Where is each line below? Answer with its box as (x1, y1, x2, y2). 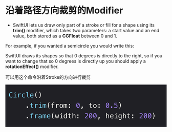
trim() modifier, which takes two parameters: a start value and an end (12, 27, 160, 33)
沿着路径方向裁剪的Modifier (5, 5, 123, 16)
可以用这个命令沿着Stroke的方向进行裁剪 (5, 74, 91, 80)
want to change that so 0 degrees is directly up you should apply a (5, 58, 146, 64)
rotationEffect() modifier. (5, 63, 59, 70)
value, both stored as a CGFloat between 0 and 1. (12, 33, 118, 39)
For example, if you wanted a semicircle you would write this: (5, 42, 134, 49)
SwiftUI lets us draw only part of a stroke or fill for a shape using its (12, 21, 155, 28)
